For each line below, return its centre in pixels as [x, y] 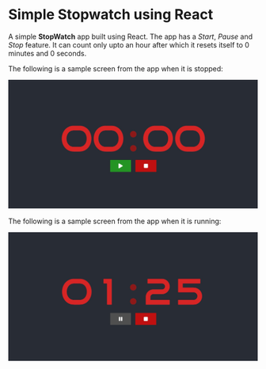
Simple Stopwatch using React [111, 15]
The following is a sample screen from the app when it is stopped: [116, 68]
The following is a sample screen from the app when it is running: [115, 221]
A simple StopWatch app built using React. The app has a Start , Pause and [131, 36]
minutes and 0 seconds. [47, 53]
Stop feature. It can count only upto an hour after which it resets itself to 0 [129, 44]
